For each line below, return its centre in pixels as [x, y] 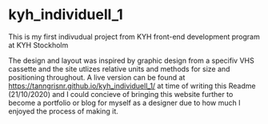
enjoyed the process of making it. [63, 111]
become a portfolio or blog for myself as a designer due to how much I [124, 103]
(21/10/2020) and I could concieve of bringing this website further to [121, 94]
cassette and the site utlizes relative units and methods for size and [119, 68]
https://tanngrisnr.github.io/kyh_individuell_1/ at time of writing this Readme [132, 86]
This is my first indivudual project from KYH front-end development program [134, 37]
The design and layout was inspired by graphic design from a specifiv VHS [131, 60]
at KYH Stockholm [38, 45]
